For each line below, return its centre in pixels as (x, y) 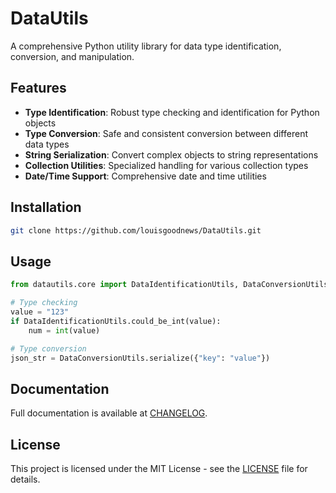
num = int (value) (64, 330)
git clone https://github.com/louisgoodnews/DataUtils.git (136, 230)
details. (25, 479)
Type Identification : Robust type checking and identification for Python (172, 112)
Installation (46, 207)
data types (47, 144)
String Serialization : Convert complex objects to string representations (171, 154)
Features (38, 88)
